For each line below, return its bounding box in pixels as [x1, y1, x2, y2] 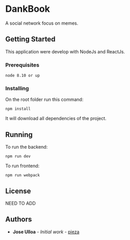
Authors [5, 215, 32, 224]
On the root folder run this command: [5, 96, 83, 103]
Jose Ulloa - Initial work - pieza [12, 229, 80, 235]
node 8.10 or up [5, 73, 40, 78]
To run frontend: [5, 163, 40, 169]
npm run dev [5, 154, 31, 159]
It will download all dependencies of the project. [5, 115, 106, 122]
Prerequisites [5, 61, 39, 68]
